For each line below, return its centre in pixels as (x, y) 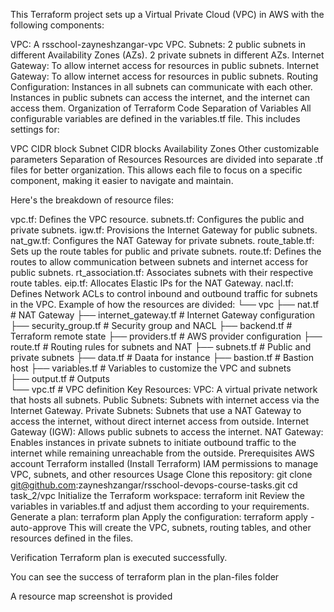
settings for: (35, 129)
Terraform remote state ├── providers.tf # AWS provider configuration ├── (166, 336)
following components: (57, 25)
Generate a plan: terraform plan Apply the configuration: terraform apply (159, 517)
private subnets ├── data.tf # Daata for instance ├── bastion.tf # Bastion (162, 357)
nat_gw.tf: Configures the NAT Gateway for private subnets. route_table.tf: (162, 240)
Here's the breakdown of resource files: (92, 200)
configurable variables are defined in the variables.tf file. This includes (155, 118)
